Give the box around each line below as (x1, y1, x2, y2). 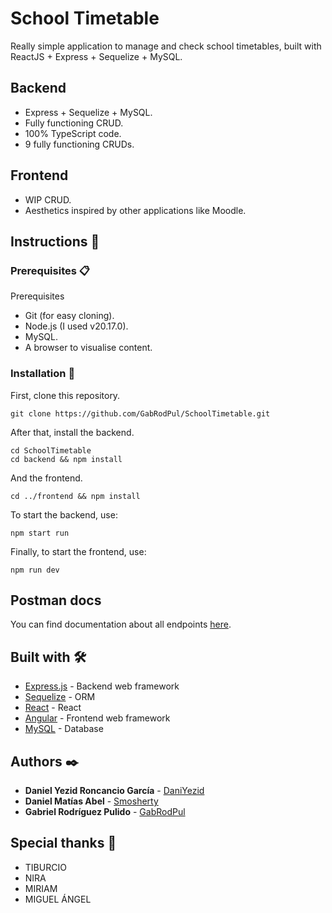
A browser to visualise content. (24, 342, 153, 354)
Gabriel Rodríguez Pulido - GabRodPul (24, 805, 186, 817)
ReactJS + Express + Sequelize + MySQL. (10, 50, 183, 62)
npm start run (10, 528, 70, 538)
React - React (24, 702, 82, 714)
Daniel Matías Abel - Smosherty (24, 795, 159, 807)
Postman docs (10, 592, 102, 609)
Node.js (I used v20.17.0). (24, 320, 129, 332)
